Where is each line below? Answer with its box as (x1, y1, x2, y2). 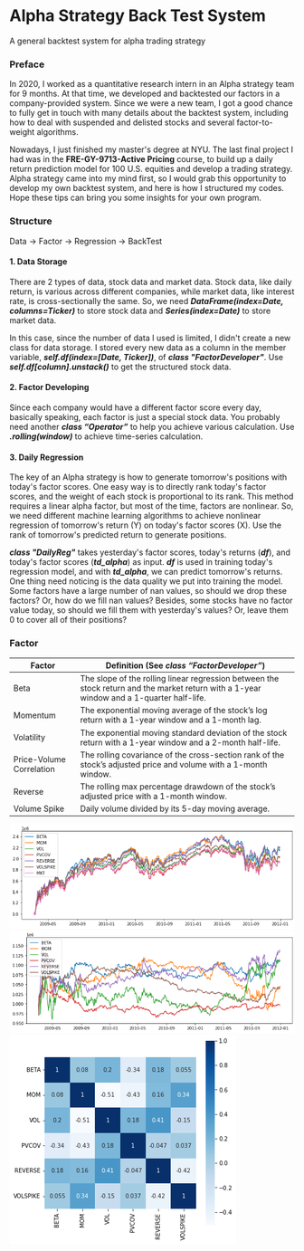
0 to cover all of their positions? (9, 615, 128, 625)
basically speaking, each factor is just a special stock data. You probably (9, 411, 280, 422)
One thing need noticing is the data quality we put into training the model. (9, 576, 283, 587)
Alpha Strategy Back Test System (9, 5, 267, 26)
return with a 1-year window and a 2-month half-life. (80, 737, 280, 748)
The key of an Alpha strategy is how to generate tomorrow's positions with (9, 472, 288, 482)
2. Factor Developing (9, 382, 90, 393)
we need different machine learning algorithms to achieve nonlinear (9, 511, 261, 521)
